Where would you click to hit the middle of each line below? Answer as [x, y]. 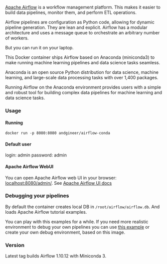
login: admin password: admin [36, 155]
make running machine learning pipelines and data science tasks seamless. [83, 63]
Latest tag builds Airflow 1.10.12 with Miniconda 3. [56, 256]
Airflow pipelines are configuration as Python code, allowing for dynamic [80, 22]
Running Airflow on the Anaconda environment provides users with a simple [83, 87]
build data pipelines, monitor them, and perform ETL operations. [71, 12]
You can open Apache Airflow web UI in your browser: [61, 178]
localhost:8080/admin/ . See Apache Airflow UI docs [59, 183]
